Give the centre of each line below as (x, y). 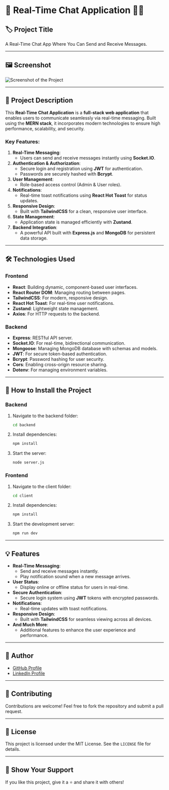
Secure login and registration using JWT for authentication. (81, 169)
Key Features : (23, 141)
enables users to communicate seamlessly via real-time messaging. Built (81, 118)
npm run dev (25, 533)
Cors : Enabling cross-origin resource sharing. (60, 364)
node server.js (28, 462)
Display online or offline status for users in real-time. (74, 587)
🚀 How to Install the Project (48, 390)
